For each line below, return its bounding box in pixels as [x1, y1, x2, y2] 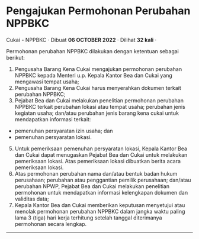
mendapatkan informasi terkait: [14, 115, 91, 122]
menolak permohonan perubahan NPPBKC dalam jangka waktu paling [14, 208, 185, 215]
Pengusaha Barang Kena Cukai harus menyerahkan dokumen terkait [14, 84, 182, 91]
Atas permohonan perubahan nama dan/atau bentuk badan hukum [14, 170, 178, 177]
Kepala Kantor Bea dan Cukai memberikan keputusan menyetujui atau [14, 201, 185, 208]
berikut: [6, 54, 25, 61]
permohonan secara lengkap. [14, 220, 87, 227]
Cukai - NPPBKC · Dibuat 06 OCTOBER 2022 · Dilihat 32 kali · [6, 36, 157, 43]
